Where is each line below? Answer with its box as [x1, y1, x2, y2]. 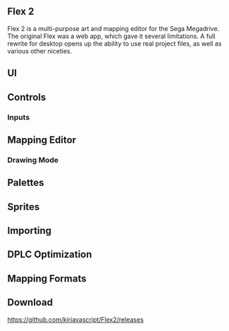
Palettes [7, 177, 44, 189]
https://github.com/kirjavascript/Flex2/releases [7, 315, 144, 323]
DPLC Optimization [7, 249, 92, 261]
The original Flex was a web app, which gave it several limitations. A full [7, 32, 216, 40]
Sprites [7, 201, 40, 213]
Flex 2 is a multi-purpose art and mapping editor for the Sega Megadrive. [7, 24, 220, 32]
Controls [7, 91, 47, 103]
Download [7, 296, 53, 308]
